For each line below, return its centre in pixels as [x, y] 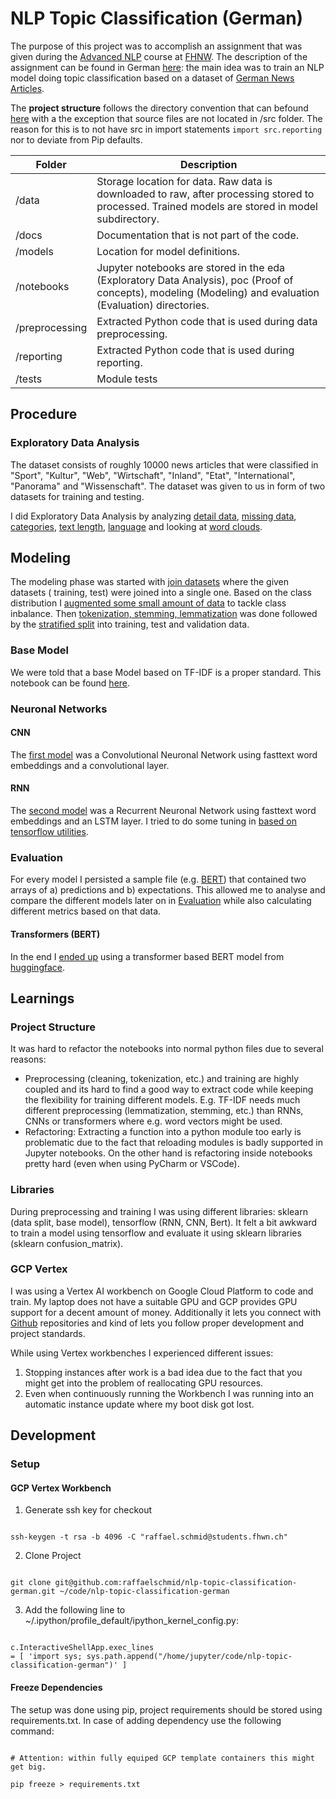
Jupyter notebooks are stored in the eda [191, 267]
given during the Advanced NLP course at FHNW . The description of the [159, 56]
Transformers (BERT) [55, 934]
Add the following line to [75, 1610]
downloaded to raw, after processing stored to [205, 194]
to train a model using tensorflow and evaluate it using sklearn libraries [156, 1233]
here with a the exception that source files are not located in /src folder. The [166, 118]
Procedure [44, 414]
